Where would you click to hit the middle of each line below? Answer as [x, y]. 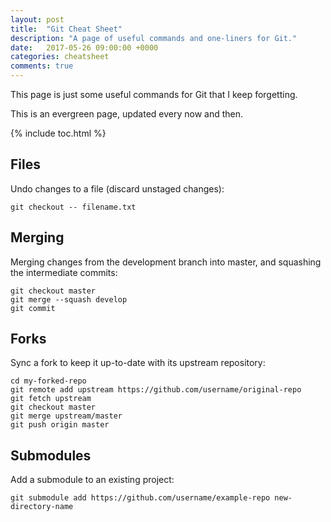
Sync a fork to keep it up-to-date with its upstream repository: [138, 363]
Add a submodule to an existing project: [92, 480]
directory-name [42, 507]
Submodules [51, 455]
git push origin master [60, 425]
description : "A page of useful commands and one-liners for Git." [154, 38]
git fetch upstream [51, 399]
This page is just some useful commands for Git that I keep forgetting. [154, 94]
